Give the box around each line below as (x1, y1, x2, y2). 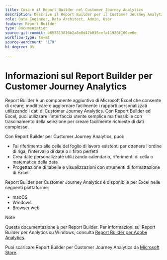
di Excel (12, 169, 29, 175)
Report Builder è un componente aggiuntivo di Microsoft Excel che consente (5, 97, 162, 103)
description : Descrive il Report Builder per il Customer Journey (5, 12, 146, 17)
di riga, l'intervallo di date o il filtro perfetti (12, 148, 98, 154)
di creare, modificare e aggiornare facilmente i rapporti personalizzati (5, 103, 148, 109)
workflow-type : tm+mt (5, 35, 50, 40)
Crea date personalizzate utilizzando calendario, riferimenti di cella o (12, 153, 153, 159)
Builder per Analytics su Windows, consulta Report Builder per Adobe (5, 229, 148, 235)
